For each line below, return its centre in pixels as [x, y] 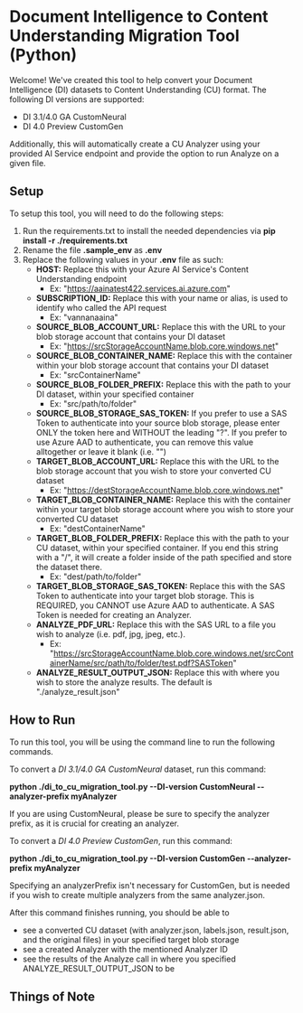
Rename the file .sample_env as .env [92, 249]
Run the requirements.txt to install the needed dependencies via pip [149, 230]
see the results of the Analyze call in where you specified [129, 959]
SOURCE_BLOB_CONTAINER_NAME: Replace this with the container [164, 355]
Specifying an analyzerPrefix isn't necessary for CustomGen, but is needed [150, 885]
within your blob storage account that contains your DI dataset [152, 365]
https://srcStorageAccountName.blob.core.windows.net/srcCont [173, 653]
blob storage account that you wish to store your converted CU [153, 471]
